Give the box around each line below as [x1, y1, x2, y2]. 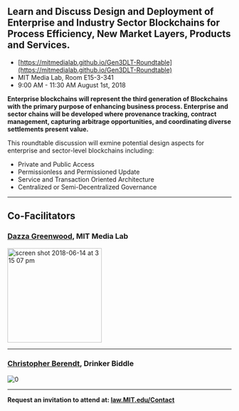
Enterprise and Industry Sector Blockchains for [7, 17, 221, 29]
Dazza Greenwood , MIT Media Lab [7, 231, 129, 241]
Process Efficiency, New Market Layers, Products [7, 28, 231, 40]
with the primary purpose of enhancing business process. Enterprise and [7, 102, 229, 110]
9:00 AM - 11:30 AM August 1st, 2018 [17, 80, 126, 89]
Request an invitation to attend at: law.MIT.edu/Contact [7, 395, 175, 404]
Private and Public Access [17, 160, 95, 168]
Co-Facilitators [7, 210, 76, 222]
